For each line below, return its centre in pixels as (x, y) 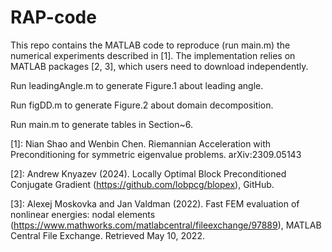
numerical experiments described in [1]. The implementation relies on (153, 55)
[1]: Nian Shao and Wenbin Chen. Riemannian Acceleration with (141, 143)
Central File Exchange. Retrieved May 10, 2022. (107, 235)
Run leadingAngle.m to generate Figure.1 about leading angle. (137, 85)
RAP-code (53, 17)
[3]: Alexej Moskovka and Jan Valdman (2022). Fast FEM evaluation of (155, 203)
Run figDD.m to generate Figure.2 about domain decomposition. (142, 105)
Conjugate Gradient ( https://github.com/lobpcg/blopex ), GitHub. (142, 184)
